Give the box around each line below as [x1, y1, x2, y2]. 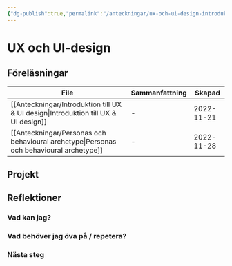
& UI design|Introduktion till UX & [10, 108, 117, 117]
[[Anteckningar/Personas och [10, 128, 107, 137]
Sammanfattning [130, 88, 188, 97]
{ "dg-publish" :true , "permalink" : [7, 10, 104, 17]
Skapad [194, 88, 221, 97]
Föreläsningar [7, 67, 68, 79]
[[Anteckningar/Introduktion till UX [10, 99, 122, 109]
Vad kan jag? [7, 213, 52, 222]
